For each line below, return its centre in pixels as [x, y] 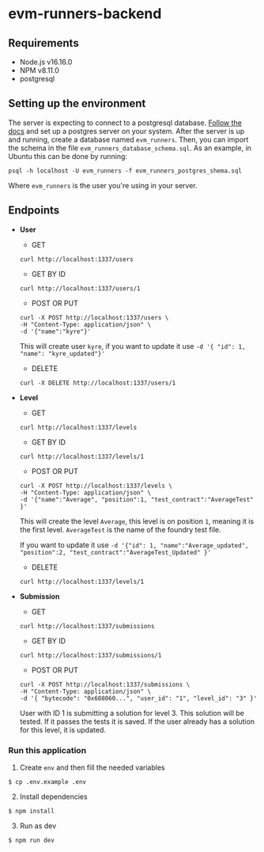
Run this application [47, 750]
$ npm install [32, 811]
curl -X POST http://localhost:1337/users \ [94, 317]
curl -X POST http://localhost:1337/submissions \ [105, 684]
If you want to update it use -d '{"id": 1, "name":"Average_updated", [134, 545]
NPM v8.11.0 [39, 70]
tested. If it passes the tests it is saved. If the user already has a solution [137, 721]
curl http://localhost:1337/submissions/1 [91, 655]
